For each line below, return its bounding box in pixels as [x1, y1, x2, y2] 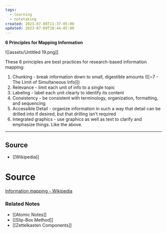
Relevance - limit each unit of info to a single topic [12, 84, 115, 90]
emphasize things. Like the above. [12, 122, 83, 128]
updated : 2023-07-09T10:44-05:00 [5, 26, 75, 31]
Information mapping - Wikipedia [5, 188, 73, 194]
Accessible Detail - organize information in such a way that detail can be [12, 106, 161, 112]
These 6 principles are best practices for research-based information [5, 59, 147, 65]
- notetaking [9, 16, 37, 21]
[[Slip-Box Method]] [12, 217, 54, 223]
